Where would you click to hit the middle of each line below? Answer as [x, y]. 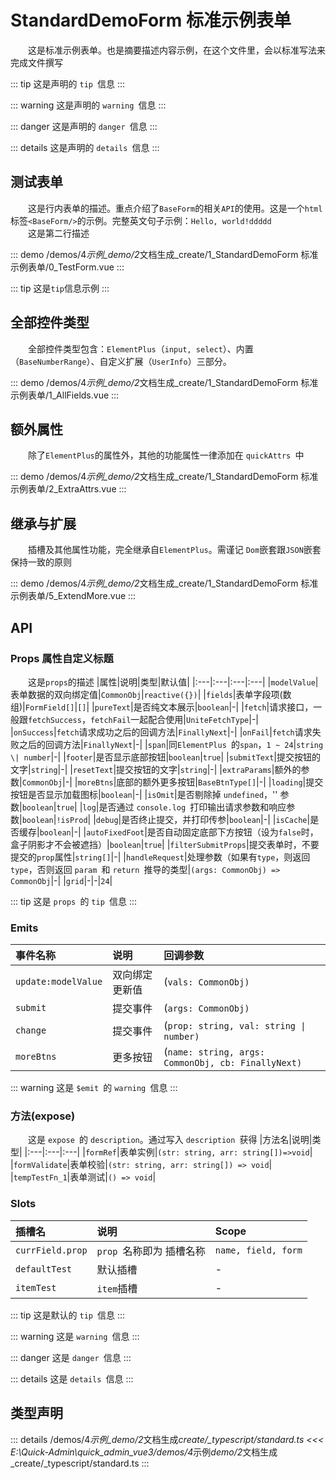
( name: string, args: [214, 1052]
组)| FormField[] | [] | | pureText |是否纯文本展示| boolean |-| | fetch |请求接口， [162, 707]
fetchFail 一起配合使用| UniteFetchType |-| [174, 719]
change [31, 1030]
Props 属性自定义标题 [62, 658]
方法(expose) [43, 1116]
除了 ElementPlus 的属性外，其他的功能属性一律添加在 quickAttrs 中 [166, 455]
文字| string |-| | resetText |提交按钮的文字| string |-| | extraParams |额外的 [156, 769]
